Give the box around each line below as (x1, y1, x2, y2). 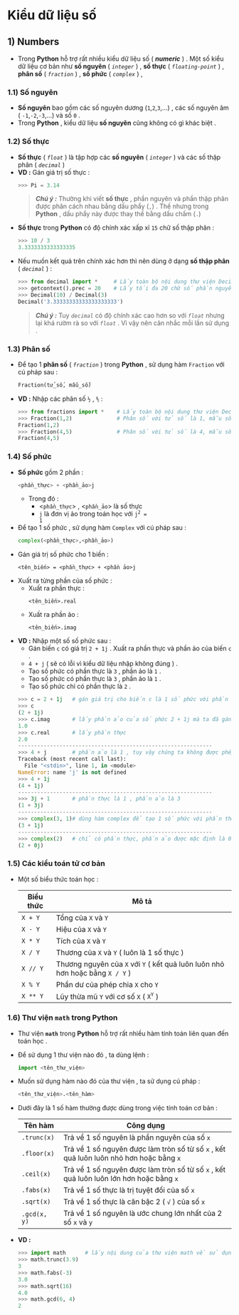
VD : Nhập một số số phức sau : (17, 637, 112, 645)
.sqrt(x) (21, 1198, 51, 1206)
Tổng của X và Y (55, 913, 109, 923)
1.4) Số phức (7, 451, 52, 461)
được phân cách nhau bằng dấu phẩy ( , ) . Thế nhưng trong (35, 202, 209, 210)
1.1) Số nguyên (7, 87, 58, 97)
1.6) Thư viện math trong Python (7, 1013, 118, 1023)
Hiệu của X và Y (55, 924, 107, 934)
